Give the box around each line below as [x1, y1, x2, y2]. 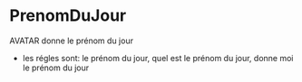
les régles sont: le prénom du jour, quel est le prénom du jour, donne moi [22, 52, 294, 63]
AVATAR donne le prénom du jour [9, 35, 134, 46]
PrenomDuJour [9, 5, 127, 26]
